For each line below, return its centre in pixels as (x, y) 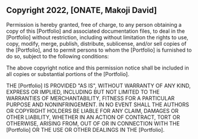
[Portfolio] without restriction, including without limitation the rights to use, (98, 37)
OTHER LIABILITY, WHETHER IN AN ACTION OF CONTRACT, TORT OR (93, 117)
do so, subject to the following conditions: (58, 56)
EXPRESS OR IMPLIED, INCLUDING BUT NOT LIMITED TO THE (83, 91)
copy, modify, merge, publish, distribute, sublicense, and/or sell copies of (96, 43)
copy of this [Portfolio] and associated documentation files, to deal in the (95, 31)
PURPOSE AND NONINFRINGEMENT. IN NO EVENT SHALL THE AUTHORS (98, 105)
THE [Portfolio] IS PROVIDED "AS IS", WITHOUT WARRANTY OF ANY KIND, (98, 86)
